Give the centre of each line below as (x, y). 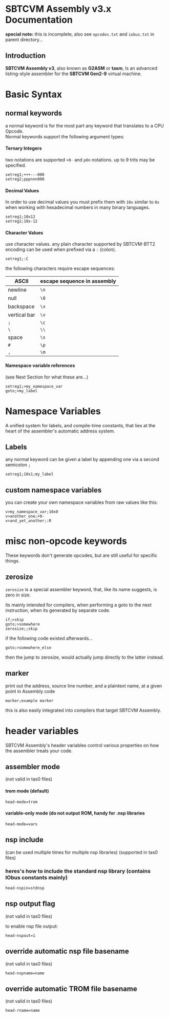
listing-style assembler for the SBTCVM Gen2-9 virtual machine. (73, 74)
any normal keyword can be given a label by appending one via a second (82, 459)
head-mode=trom (22, 802)
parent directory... (24, 40)
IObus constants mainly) (37, 877)
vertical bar (22, 315)
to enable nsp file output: (32, 926)
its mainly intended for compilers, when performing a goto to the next (79, 605)
